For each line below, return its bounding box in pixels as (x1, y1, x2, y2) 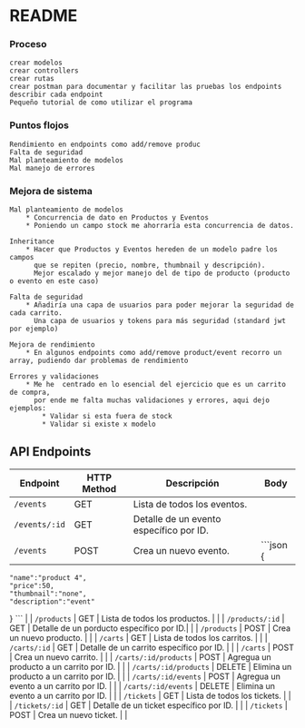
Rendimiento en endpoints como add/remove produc (9, 140, 202, 149)
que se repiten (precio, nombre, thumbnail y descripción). (33, 261, 266, 271)
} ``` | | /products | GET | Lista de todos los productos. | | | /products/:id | (9, 613, 285, 624)
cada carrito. (9, 309, 64, 318)
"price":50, (9, 581, 54, 590)
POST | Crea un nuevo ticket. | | (9, 709, 128, 720)
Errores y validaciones (9, 372, 100, 381)
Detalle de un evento (133, 512, 221, 525)
